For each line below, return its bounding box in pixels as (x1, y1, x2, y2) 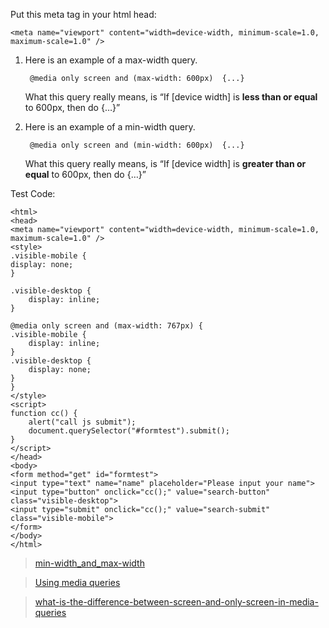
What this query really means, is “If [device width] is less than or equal (24, 91, 318, 103)
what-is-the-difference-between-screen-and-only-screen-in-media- (34, 596, 319, 608)
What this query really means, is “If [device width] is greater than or (24, 158, 307, 169)
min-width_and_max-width (34, 557, 145, 569)
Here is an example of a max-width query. (24, 54, 198, 66)
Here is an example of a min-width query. (24, 121, 196, 133)
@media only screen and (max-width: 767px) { (10, 321, 203, 331)
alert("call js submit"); (28, 417, 137, 427)
